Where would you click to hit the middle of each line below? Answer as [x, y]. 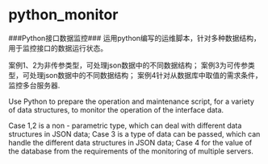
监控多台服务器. [34, 85]
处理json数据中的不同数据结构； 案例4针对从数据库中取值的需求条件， [146, 75]
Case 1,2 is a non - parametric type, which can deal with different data [125, 125]
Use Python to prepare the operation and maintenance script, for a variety [131, 101]
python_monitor [63, 15]
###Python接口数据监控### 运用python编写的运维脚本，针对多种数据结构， [134, 38]
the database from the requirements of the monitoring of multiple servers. [131, 151]
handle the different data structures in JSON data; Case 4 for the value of [130, 142]
